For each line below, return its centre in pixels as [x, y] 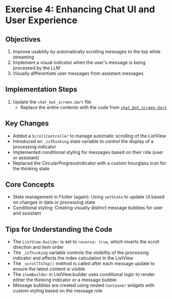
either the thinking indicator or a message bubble [64, 280]
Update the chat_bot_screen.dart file [52, 102]
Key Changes [27, 123]
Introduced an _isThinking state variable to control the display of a [83, 141]
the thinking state [31, 168]
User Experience [41, 20]
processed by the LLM [36, 68]
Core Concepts [30, 185]
